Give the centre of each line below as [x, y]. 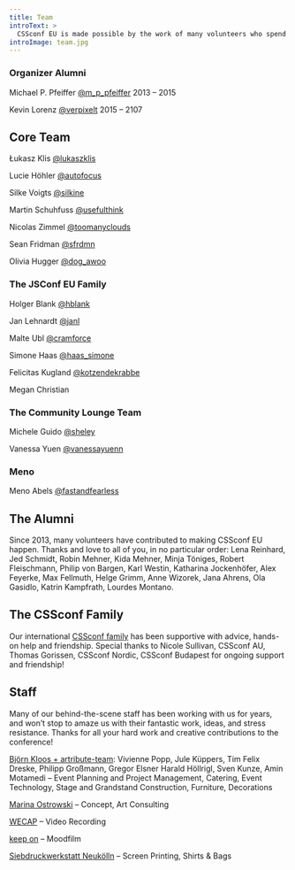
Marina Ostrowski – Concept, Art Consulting [89, 804]
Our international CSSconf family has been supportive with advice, [130, 636]
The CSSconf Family [66, 615]
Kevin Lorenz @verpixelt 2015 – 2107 [76, 109]
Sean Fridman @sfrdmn [52, 244]
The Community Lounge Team [76, 412]
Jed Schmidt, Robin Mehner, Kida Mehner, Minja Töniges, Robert [127, 559]
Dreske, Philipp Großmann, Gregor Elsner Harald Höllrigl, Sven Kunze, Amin [146, 768]
